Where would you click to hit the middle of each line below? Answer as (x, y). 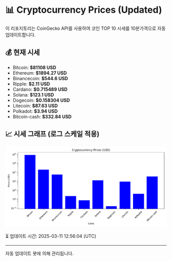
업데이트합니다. (20, 34)
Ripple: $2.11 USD (31, 84)
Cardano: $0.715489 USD (40, 89)
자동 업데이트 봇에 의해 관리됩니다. (39, 253)
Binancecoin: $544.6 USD (40, 78)
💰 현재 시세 (23, 53)
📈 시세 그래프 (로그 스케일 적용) (52, 134)
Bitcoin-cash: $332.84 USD (42, 117)
